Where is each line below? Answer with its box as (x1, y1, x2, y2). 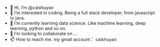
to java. (9, 15, 25, 21)
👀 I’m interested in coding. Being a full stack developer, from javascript (9, 10, 155, 16)
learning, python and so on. (9, 25, 67, 31)
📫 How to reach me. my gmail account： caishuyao (9, 37, 117, 42)
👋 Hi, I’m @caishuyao (9, 5, 54, 10)
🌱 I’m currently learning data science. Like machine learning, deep (9, 20, 146, 26)
